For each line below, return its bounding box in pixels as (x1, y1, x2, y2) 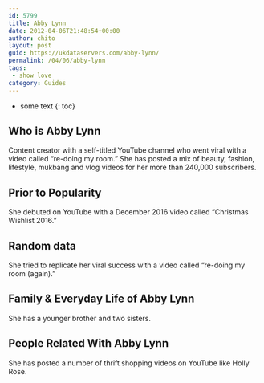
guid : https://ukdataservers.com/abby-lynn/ (8, 49, 160, 57)
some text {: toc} (19, 101, 76, 111)
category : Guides (8, 79, 67, 87)
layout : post (8, 42, 52, 50)
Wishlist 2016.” (8, 216, 58, 226)
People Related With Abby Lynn (8, 336, 169, 350)
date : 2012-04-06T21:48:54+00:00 (8, 26, 120, 35)
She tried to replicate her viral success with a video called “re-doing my (8, 260, 246, 270)
